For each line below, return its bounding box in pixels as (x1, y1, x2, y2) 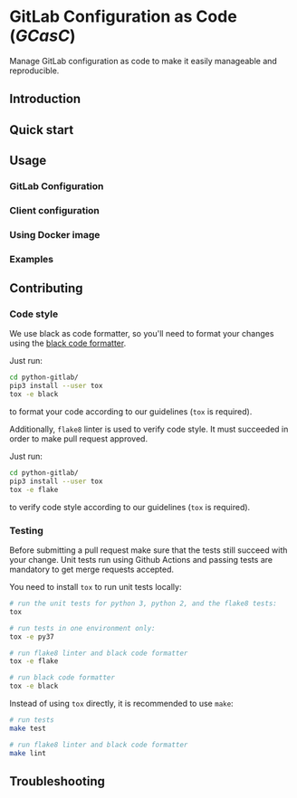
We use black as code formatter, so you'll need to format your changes (9, 328, 274, 339)
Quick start (9, 122, 74, 138)
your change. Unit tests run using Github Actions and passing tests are (9, 555, 273, 565)
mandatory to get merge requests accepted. (9, 564, 175, 575)
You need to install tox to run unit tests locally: (9, 582, 182, 593)
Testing (9, 524, 43, 537)
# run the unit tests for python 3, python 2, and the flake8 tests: (9, 599, 278, 608)
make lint (9, 748, 47, 757)
